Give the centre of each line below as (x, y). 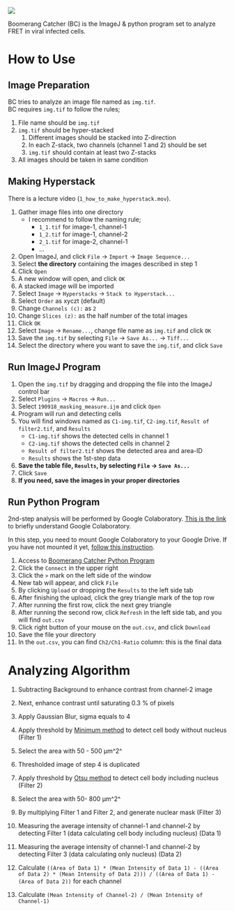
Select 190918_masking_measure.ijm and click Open (89, 406)
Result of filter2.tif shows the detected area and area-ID (115, 450)
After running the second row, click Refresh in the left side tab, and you (120, 613)
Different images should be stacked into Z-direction (102, 137)
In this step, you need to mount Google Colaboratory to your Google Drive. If (117, 539)
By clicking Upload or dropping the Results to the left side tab (106, 590)
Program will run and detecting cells (70, 413)
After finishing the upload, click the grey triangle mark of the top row (116, 598)
